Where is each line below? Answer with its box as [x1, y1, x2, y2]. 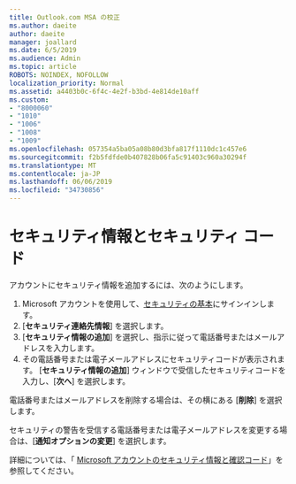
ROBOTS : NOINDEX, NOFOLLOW [9, 71, 109, 80]
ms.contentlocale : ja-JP [9, 169, 101, 178]
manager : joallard [9, 37, 77, 47]
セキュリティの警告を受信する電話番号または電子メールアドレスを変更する [9, 424, 280, 434]
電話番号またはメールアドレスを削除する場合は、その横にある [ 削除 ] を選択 [9, 395, 283, 405]
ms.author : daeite [9, 21, 77, 30]
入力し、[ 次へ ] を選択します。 [21, 375, 131, 386]
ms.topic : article [9, 63, 77, 72]
